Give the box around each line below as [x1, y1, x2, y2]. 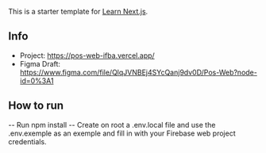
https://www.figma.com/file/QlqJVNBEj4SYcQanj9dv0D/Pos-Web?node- [19, 67, 258, 77]
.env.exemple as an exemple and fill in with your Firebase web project [8, 128, 236, 138]
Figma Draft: [19, 59, 61, 68]
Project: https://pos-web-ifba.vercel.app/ [19, 51, 155, 60]
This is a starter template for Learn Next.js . [8, 7, 148, 16]
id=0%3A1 [19, 75, 54, 86]
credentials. [8, 136, 47, 146]
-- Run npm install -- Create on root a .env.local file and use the [8, 120, 216, 129]
